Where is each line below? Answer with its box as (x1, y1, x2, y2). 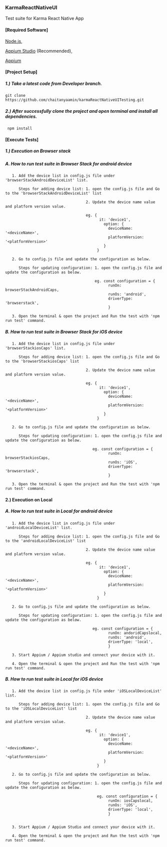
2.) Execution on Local (5, 496, 52, 502)
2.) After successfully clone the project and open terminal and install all (5, 108, 158, 114)
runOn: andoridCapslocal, (108, 630, 162, 635)
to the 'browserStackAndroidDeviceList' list (5, 191, 101, 196)
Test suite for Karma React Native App (5, 16, 84, 22)
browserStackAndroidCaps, (5, 287, 59, 292)
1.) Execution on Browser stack (5, 148, 71, 154)
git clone (5, 93, 26, 98)
